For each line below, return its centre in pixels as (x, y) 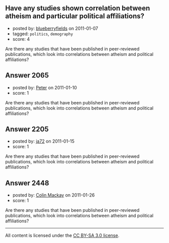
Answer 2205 (27, 129)
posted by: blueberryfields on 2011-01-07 (55, 28)
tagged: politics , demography (43, 34)
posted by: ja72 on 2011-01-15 (43, 141)
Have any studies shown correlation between (77, 8)
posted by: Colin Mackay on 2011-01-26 (54, 195)
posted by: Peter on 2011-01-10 (45, 87)
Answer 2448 (27, 183)
